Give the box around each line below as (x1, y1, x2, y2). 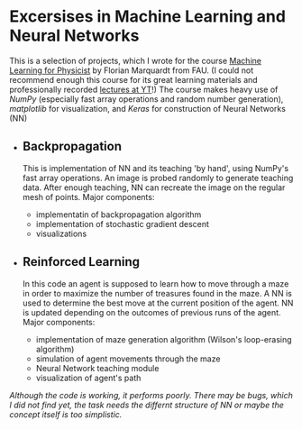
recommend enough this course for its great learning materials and (9, 74, 259, 85)
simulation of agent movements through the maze (35, 353, 221, 364)
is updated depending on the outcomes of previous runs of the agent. (22, 306, 281, 317)
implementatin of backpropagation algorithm (35, 209, 202, 220)
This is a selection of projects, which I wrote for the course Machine (9, 55, 261, 66)
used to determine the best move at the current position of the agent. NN (22, 297, 294, 308)
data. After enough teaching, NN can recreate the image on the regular (22, 182, 286, 193)
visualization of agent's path (35, 372, 142, 383)
